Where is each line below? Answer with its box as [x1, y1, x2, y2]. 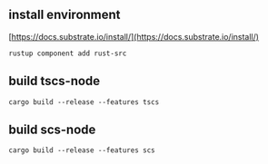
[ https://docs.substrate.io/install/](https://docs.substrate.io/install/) [8, 31, 260, 42]
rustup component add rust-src [8, 49, 127, 58]
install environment [8, 7, 121, 23]
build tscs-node [8, 73, 101, 89]
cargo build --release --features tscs [8, 97, 160, 107]
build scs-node [8, 122, 96, 138]
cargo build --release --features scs [8, 146, 155, 155]
